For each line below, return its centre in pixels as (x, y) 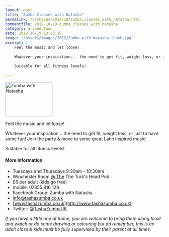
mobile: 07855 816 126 (36, 188)
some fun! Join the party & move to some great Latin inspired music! (76, 139)
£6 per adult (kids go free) (40, 182)
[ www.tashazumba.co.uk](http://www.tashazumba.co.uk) (72, 203)
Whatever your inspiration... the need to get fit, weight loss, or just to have (82, 134)
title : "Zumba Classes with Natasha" (45, 15)
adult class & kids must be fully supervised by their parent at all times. (78, 229)
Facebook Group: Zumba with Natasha (53, 193)
